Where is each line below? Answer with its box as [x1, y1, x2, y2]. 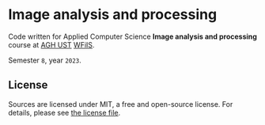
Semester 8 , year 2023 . [8, 55, 81, 65]
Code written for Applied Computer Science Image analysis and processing [8, 32, 257, 41]
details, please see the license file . [8, 108, 121, 117]
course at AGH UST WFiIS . [8, 40, 95, 49]
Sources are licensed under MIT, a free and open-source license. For [8, 99, 233, 108]
